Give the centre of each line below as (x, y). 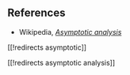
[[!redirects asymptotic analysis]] (61, 62)
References (36, 13)
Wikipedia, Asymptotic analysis (70, 32)
